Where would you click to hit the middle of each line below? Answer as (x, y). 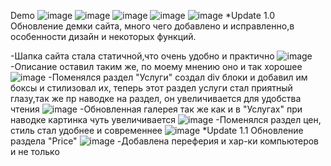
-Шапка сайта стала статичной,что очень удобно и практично (142, 56)
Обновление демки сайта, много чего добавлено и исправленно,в (152, 26)
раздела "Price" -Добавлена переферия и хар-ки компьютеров (165, 141)
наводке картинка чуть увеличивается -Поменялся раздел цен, (166, 119)
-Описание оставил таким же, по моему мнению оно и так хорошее (156, 66)
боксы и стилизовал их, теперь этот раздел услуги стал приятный (151, 88)
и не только (35, 151)
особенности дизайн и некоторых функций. (103, 36)
